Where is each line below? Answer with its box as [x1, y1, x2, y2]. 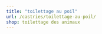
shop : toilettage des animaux [6, 19, 81, 25]
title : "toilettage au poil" [6, 8, 78, 14]
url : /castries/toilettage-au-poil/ [6, 14, 96, 20]
